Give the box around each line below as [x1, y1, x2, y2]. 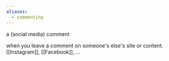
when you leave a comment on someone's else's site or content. [6, 42, 164, 49]
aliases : [6, 8, 28, 15]
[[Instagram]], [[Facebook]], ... [6, 48, 81, 55]
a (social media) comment [6, 30, 70, 37]
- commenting [11, 14, 44, 20]
